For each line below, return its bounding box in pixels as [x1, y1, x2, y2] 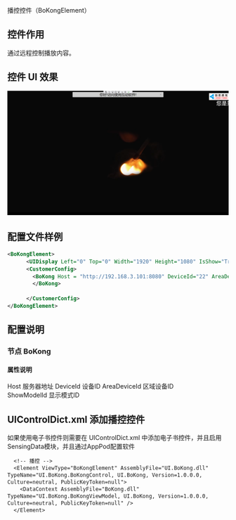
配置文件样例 [7, 230, 63, 242]
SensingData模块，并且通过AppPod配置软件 [7, 442, 136, 451]
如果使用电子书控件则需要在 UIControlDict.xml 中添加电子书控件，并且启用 [7, 434, 222, 442]
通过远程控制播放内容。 [7, 48, 75, 57]
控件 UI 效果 [7, 71, 58, 83]
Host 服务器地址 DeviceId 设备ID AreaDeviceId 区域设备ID [7, 382, 174, 391]
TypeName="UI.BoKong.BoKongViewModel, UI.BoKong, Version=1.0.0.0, [7, 493, 209, 500]
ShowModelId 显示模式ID [7, 391, 80, 399]
